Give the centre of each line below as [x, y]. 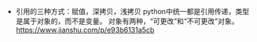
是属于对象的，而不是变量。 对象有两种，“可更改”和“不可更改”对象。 [127, 21]
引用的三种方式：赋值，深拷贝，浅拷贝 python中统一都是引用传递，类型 [132, 11]
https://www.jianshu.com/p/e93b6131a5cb [85, 30]
